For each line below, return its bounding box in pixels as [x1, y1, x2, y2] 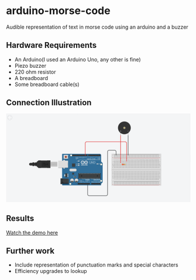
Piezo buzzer [14, 62, 47, 69]
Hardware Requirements [6, 40, 97, 50]
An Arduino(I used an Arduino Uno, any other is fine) [14, 56, 142, 63]
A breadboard [14, 74, 49, 81]
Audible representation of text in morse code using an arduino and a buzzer [6, 23, 188, 30]
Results [6, 213, 35, 223]
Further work [6, 246, 55, 255]
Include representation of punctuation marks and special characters [14, 261, 178, 268]
